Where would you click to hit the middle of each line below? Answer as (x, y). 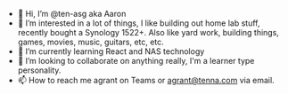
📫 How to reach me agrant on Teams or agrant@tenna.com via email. (146, 80)
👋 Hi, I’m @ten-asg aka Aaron (72, 14)
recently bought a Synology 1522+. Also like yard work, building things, (148, 32)
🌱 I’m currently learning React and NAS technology (111, 51)
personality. (39, 70)
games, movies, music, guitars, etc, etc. (91, 42)
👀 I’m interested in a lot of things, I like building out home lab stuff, (139, 23)
